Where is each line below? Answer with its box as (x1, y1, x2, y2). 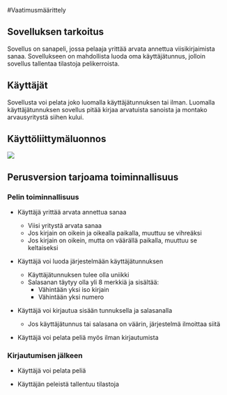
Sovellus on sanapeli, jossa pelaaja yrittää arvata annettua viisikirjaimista (7, 45, 216, 53)
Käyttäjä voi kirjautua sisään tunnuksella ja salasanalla (17, 307, 173, 315)
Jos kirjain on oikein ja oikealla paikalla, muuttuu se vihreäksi (27, 229, 202, 238)
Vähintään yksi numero (38, 293, 104, 302)
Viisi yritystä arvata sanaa (27, 222, 102, 230)
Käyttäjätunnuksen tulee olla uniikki (27, 271, 130, 279)
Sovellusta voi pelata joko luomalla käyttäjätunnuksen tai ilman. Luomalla (7, 98, 215, 107)
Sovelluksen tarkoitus (7, 26, 104, 38)
